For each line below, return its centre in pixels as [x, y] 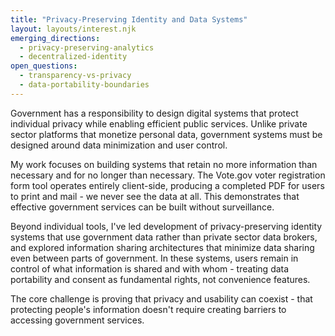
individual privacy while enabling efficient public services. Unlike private [159, 123]
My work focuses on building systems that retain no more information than [164, 164]
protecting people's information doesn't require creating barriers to [148, 309]
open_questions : [44, 66]
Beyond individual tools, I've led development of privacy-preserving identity [166, 226]
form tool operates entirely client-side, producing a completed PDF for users [167, 185]
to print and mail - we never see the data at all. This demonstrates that [155, 196]
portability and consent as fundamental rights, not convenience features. [160, 279]
